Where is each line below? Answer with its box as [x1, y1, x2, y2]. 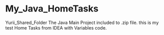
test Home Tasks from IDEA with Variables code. [5, 24, 107, 30]
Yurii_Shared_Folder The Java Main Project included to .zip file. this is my [5, 19, 159, 25]
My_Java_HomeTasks [5, 3, 99, 14]
